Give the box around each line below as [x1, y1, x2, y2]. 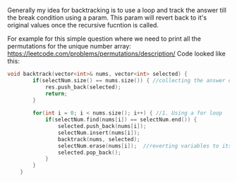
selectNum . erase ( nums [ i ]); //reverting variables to [57, 142, 219, 150]
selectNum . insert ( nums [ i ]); [57, 129, 140, 136]
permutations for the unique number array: [7, 42, 132, 50]
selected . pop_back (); [57, 149, 121, 156]
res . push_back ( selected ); [44, 84, 121, 91]
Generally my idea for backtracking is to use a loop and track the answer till [7, 6, 227, 14]
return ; [44, 90, 68, 97]
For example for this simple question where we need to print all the [7, 34, 202, 43]
